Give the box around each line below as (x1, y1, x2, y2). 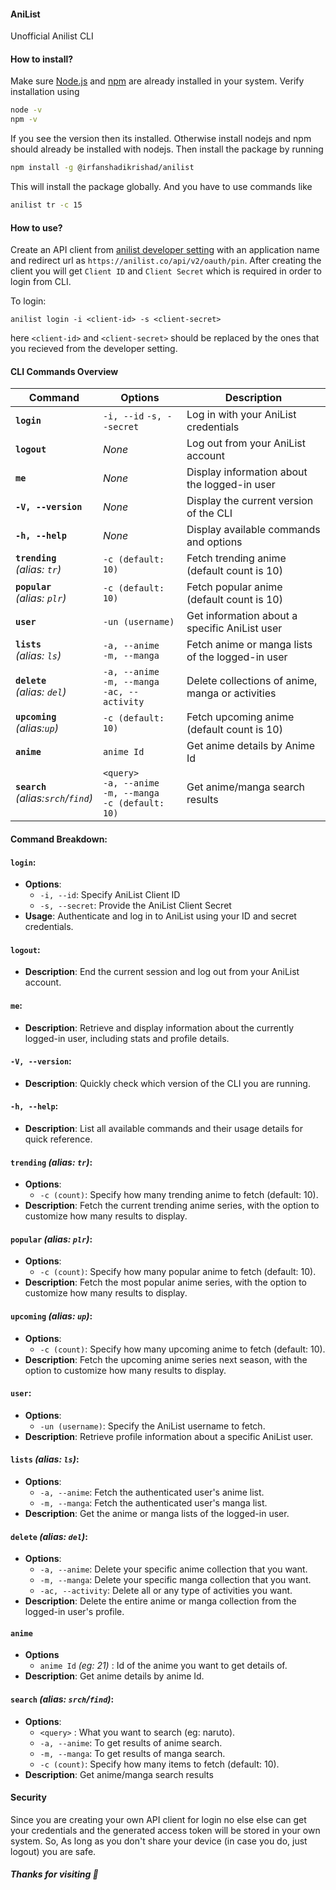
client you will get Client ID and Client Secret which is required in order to (10, 265, 322, 277)
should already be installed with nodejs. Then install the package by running (10, 143, 324, 155)
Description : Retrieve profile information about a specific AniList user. (24, 1430, 314, 1442)
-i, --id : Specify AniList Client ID (39, 889, 181, 901)
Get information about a (186, 609, 298, 623)
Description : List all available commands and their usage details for (24, 1122, 303, 1134)
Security (10, 1791, 47, 1804)
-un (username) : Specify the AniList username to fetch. (39, 1420, 266, 1432)
